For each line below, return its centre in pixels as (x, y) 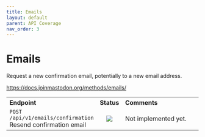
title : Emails (24, 12)
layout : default (27, 18)
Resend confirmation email (48, 125)
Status (110, 103)
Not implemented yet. (156, 119)
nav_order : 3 (23, 29)
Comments (141, 103)
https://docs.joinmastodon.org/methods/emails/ (67, 88)
